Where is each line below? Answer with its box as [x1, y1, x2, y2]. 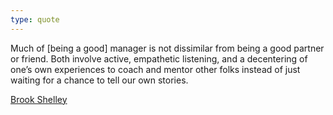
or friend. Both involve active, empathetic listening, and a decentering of [10, 52, 308, 65]
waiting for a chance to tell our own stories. [10, 74, 189, 86]
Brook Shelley [10, 93, 68, 105]
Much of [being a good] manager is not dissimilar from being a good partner [10, 42, 325, 54]
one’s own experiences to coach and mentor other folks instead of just [10, 63, 301, 75]
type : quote [10, 14, 60, 25]
